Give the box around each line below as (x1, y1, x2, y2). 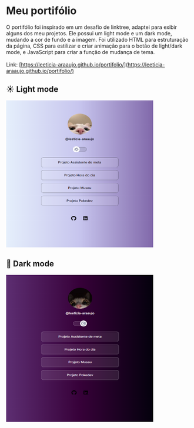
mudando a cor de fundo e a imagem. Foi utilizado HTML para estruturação (6, 36, 189, 43)
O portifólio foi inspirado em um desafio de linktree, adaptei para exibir (6, 24, 178, 31)
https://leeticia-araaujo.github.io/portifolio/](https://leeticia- (21, 61, 165, 68)
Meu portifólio (6, 4, 77, 18)
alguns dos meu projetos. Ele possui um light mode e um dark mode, (6, 29, 172, 36)
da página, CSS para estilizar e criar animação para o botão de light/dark (6, 42, 183, 49)
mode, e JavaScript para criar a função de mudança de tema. (6, 48, 155, 55)
